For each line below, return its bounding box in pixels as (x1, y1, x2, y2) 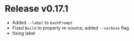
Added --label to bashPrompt (12, 19, 73, 25)
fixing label (12, 30, 36, 36)
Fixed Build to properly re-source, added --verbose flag (12, 24, 129, 30)
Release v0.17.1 (5, 3, 69, 14)
